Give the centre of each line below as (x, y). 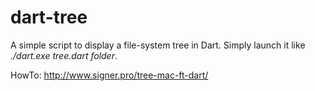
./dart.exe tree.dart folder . (64, 55)
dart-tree (49, 17)
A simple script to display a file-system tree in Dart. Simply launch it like (158, 45)
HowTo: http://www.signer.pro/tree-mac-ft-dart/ (109, 75)
